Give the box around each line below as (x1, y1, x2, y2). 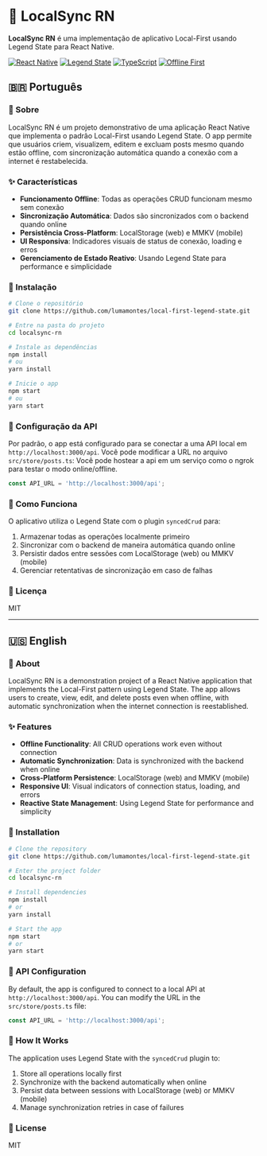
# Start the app (8, 924, 62, 933)
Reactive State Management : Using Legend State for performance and (19, 799, 254, 808)
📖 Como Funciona (8, 498, 78, 509)
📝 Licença (8, 586, 48, 597)
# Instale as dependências (8, 343, 98, 351)
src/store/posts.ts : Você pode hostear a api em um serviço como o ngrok (8, 456, 254, 465)
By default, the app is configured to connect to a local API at (8, 984, 206, 994)
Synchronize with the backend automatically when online (19, 1077, 207, 1087)
